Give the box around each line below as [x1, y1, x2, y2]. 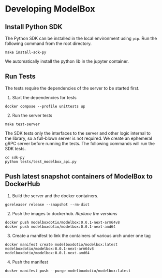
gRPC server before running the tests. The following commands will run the [5, 140, 155, 146]
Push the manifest [12, 259, 48, 264]
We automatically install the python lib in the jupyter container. [5, 59, 129, 64]
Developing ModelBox [5, 3, 95, 15]
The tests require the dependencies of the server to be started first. [5, 85, 140, 91]
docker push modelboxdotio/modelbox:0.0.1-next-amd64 [5, 224, 116, 229]
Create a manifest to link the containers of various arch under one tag [12, 233, 151, 238]
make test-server [5, 122, 40, 127]
